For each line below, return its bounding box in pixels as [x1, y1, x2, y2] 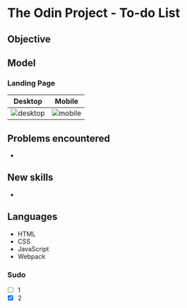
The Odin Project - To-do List [7, 5, 181, 21]
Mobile [54, 97, 79, 107]
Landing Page [7, 78, 56, 88]
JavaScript [17, 244, 49, 253]
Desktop [13, 97, 42, 107]
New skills [7, 172, 54, 184]
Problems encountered [7, 132, 111, 144]
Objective [7, 33, 52, 45]
